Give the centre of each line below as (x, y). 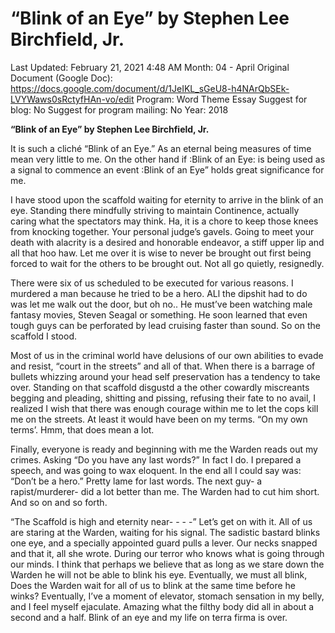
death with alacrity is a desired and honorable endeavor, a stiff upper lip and (167, 242)
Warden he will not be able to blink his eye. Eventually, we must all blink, (159, 574)
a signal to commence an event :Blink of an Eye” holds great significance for (167, 169)
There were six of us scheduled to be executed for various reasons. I (152, 283)
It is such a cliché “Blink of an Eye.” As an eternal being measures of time (161, 148)
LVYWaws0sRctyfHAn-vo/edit (72, 99)
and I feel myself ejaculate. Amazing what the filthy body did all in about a (162, 606)
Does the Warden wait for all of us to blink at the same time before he (153, 585)
